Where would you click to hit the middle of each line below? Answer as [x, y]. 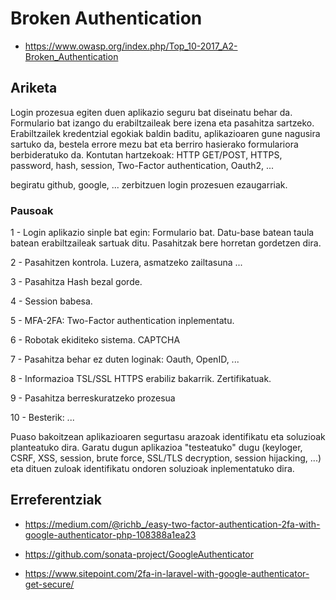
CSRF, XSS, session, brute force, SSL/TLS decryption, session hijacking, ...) [166, 458]
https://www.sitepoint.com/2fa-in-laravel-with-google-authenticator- [167, 573]
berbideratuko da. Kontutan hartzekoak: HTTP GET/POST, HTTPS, [146, 154]
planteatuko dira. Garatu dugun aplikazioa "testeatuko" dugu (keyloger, [156, 448]
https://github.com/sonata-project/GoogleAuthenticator [139, 554]
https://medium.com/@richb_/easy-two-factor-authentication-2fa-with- [172, 524]
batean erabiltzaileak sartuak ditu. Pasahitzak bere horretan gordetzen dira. [166, 243]
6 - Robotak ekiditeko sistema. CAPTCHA [95, 340]
